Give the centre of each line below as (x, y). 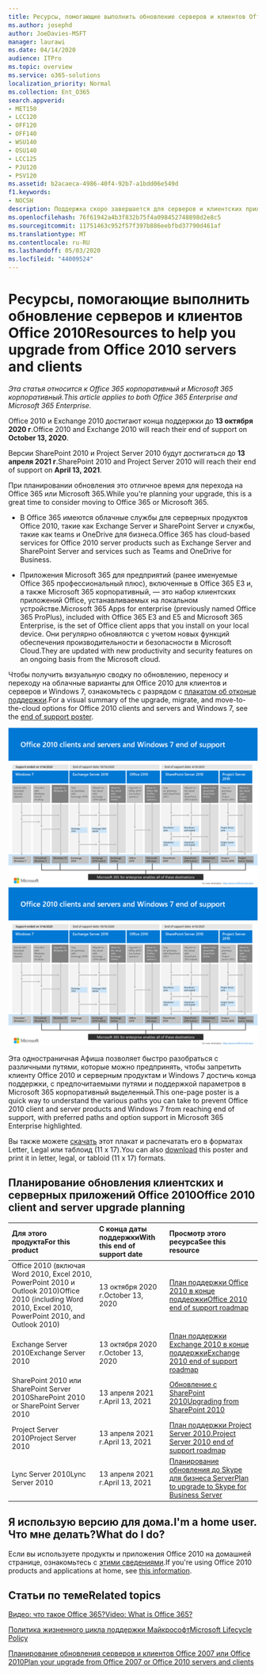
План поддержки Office (209, 1282)
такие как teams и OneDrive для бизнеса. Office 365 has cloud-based (135, 534)
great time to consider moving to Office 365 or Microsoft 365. (108, 502)
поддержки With (127, 1237)
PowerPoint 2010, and (48, 1317)
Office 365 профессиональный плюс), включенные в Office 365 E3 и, (136, 583)
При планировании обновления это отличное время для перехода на (125, 485)
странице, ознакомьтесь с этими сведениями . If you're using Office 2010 (130, 1562)
